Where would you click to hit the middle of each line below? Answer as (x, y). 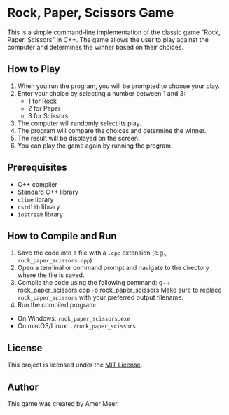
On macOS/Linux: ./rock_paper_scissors (77, 326)
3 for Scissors (48, 115)
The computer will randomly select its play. (79, 123)
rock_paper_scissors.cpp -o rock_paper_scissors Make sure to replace (119, 290)
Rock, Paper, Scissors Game (91, 13)
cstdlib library (39, 206)
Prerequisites (37, 168)
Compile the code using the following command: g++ (94, 283)
